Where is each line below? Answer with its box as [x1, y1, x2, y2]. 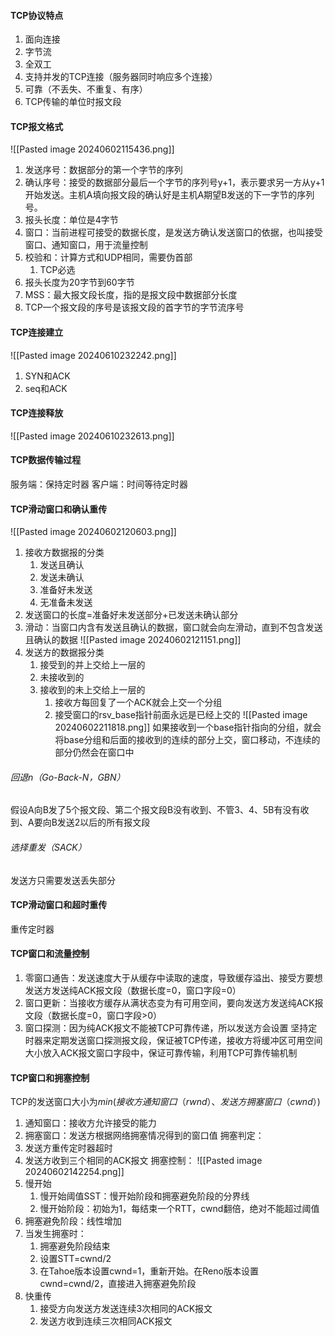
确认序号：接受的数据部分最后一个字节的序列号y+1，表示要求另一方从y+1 [24, 176, 325, 189]
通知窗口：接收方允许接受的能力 [24, 1117, 157, 1129]
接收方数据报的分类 [24, 546, 105, 559]
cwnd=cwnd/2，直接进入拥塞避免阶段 [39, 1278, 197, 1290]
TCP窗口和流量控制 [10, 948, 90, 960]
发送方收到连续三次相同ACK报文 [39, 1315, 173, 1327]
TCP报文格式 [10, 120, 64, 132]
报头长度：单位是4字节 [24, 214, 119, 226]
